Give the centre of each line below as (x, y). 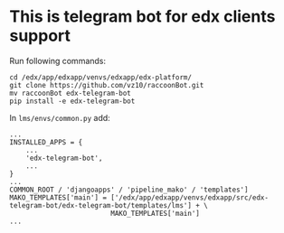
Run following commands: (58, 61)
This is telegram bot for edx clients (142, 17)
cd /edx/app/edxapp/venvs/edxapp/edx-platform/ (101, 77)
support (40, 36)
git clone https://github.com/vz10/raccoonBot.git (107, 85)
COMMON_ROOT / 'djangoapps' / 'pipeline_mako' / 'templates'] (129, 190)
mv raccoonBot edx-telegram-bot (70, 93)
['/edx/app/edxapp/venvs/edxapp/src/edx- (189, 197)
